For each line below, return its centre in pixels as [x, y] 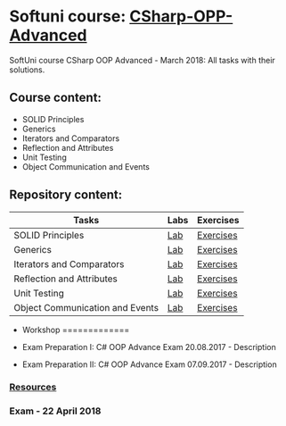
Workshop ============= [76, 330]
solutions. [27, 70]
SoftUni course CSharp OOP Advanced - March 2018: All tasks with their [143, 60]
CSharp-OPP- [181, 17]
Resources [33, 388]
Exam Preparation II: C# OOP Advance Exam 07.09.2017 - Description [150, 364]
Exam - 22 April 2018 [55, 411]
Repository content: [66, 195]
